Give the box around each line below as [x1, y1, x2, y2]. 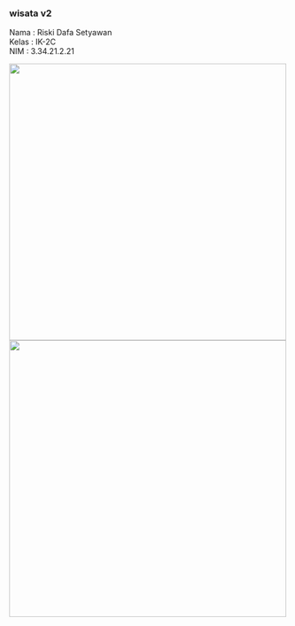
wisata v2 [9, 7, 52, 19]
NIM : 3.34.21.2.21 [9, 46, 75, 57]
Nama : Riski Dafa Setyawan [9, 27, 113, 38]
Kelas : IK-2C [9, 36, 56, 47]
